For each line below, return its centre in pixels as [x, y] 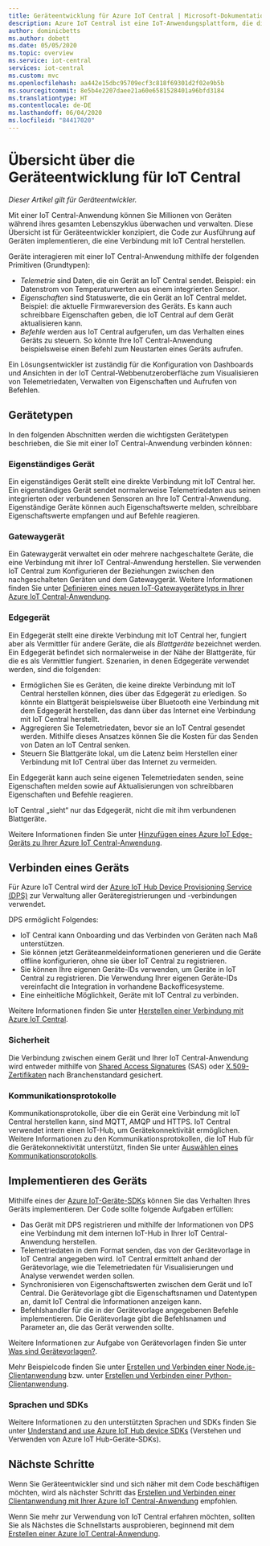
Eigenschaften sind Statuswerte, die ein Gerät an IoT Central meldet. [133, 297]
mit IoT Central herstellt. [60, 719]
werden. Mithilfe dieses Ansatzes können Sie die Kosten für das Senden [139, 736]
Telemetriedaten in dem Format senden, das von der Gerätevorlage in [135, 1250]
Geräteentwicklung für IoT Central [125, 177]
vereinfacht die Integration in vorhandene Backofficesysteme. [122, 986]
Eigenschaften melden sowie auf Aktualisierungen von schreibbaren [121, 785]
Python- [218, 1375]
